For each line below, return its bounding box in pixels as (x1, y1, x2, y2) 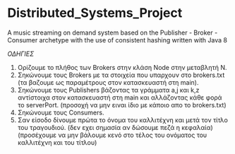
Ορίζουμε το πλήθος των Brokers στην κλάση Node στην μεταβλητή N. (17, 63, 227, 71)
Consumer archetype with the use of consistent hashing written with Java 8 (7, 35, 228, 44)
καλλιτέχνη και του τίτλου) (17, 138, 97, 146)
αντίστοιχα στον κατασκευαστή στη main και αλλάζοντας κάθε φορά (17, 93, 222, 102)
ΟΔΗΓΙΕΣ (7, 49, 35, 58)
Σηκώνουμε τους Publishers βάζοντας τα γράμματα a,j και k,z (17, 85, 200, 94)
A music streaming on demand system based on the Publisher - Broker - (7, 28, 218, 37)
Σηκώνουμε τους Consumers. (17, 108, 104, 117)
